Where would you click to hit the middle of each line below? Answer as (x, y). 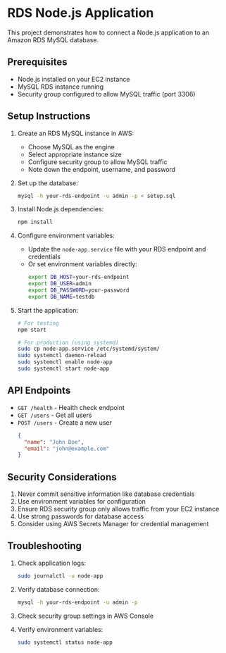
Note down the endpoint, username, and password (102, 169)
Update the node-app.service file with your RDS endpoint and (117, 249)
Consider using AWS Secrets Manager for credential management (113, 524)
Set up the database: (48, 183)
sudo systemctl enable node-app (65, 362)
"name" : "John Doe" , (54, 442)
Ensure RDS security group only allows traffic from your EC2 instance (118, 509)
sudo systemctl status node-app (65, 642)
